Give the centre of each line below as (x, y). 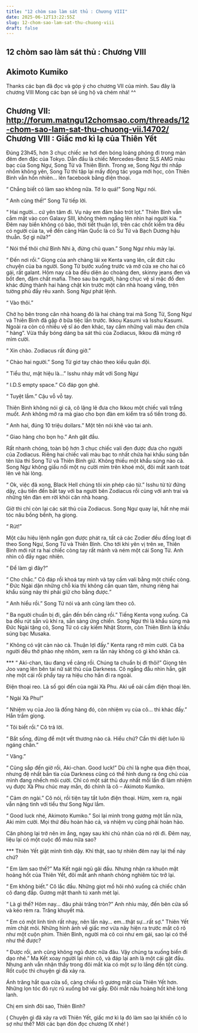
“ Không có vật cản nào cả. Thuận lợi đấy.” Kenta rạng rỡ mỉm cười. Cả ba (95, 645)
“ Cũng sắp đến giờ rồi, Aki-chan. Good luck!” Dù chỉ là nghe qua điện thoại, (98, 768)
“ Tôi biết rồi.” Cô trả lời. (35, 727)
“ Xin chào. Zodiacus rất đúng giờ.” (49, 351)
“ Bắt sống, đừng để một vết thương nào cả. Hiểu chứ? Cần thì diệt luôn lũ (95, 739)
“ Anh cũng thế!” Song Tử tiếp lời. (47, 200)
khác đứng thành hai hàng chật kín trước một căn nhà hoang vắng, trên (92, 285)
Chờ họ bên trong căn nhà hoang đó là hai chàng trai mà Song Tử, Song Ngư (99, 314)
